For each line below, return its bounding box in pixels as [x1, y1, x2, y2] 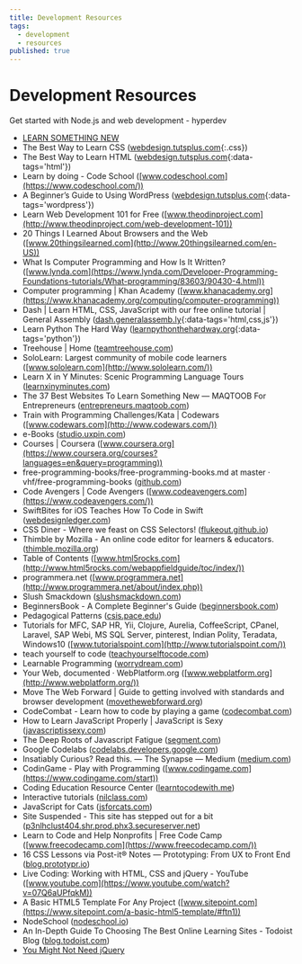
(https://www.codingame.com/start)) [22, 772, 159, 783]
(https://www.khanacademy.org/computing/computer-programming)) [22, 295, 280, 306]
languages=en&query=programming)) [22, 458, 164, 469]
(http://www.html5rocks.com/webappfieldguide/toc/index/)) [22, 563, 245, 574]
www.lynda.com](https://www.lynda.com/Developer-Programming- [28, 266, 279, 277]
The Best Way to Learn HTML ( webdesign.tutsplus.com [22, 152, 227, 163]
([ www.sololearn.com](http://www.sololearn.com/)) [22, 361, 213, 373]
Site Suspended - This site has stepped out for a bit [22, 811, 214, 822]
